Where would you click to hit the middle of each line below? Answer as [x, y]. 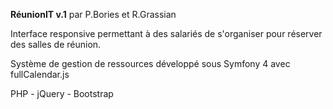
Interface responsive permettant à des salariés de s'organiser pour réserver [166, 33]
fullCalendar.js [40, 74]
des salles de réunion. [56, 44]
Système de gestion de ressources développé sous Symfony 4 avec [150, 63]
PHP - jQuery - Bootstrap [62, 93]
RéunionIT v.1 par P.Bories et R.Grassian [93, 14]
